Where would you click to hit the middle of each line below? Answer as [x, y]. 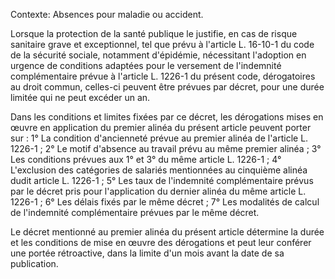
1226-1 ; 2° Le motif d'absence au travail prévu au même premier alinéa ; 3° [166, 148]
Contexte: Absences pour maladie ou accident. [107, 14]
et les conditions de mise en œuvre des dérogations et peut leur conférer [161, 242]
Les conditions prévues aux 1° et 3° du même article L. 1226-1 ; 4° [146, 159]
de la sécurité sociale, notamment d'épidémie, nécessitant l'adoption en [158, 55]
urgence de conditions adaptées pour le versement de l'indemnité [146, 65]
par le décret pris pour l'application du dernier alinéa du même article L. [158, 191]
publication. [34, 263]
